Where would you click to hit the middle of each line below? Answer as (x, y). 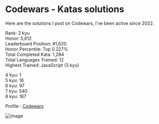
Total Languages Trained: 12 (35, 59)
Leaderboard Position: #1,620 (36, 43)
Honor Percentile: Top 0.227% (37, 49)
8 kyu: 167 (16, 96)
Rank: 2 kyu (18, 33)
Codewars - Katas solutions (65, 9)
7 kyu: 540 (16, 91)
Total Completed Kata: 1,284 (35, 54)
